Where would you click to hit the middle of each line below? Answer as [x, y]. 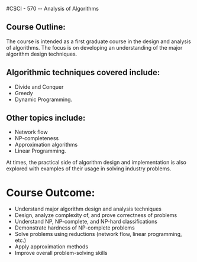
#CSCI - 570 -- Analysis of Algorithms [53, 9]
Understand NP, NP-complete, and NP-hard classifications [86, 222]
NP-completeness [37, 138]
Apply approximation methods [51, 247]
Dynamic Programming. [43, 99]
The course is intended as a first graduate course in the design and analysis [98, 41]
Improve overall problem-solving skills [61, 253]
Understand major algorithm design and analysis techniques [88, 209]
